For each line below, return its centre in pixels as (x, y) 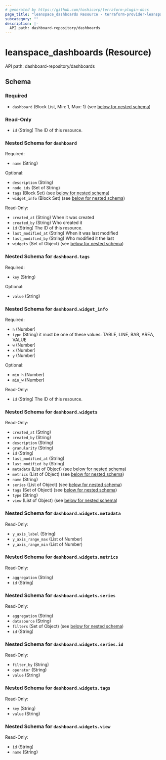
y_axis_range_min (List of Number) (47, 544)
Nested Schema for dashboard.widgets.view (58, 726)
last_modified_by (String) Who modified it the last (63, 238)
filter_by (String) (31, 665)
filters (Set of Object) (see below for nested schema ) (68, 626)
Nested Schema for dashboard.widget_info (57, 309)
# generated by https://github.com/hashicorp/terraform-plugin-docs (77, 10)
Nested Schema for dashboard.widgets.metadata (63, 513)
